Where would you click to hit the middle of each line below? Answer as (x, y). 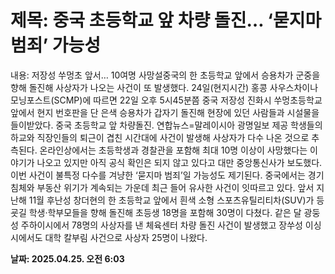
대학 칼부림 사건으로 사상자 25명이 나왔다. (126, 237)
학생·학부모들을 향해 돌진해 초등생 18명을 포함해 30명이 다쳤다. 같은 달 (165, 212)
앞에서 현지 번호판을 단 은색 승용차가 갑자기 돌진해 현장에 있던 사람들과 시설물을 (165, 112)
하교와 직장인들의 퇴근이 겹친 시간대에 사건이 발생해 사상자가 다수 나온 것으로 (160, 137)
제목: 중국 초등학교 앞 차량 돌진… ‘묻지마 (166, 20)
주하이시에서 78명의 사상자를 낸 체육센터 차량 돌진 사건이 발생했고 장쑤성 (161, 225)
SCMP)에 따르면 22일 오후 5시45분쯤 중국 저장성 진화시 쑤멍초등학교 (188, 100)
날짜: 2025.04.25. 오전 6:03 (67, 258)
